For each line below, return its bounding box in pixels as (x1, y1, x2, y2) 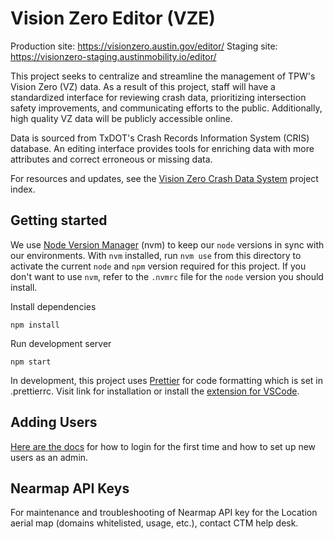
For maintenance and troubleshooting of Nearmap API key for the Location (10, 507, 318, 519)
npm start (10, 357, 52, 367)
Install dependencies (10, 300, 97, 312)
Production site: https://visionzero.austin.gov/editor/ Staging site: (10, 40, 278, 52)
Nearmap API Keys (10, 480, 130, 497)
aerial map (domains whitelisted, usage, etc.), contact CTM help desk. (10, 517, 299, 529)
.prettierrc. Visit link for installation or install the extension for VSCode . (10, 385, 300, 397)
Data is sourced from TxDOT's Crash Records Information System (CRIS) (10, 132, 310, 144)
